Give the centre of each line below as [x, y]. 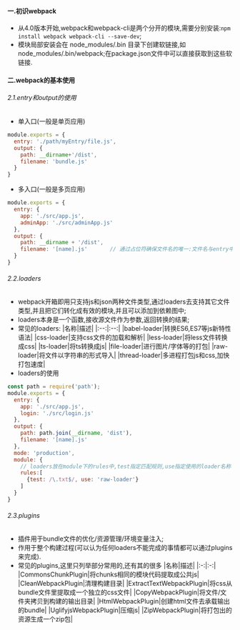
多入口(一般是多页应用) [51, 189]
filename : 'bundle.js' [54, 161]
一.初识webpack [32, 11]
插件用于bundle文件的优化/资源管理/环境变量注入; [91, 539]
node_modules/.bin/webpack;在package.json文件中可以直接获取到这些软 [125, 54]
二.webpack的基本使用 [41, 80]
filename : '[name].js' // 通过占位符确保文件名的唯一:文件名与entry [125, 249]
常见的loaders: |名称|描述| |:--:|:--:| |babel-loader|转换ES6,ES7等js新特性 [124, 329]
